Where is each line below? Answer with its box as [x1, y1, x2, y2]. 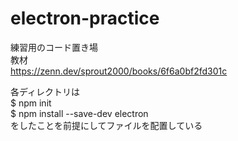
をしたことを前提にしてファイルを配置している [10, 119, 203, 131]
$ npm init [10, 97, 52, 109]
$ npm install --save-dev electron [10, 107, 149, 119]
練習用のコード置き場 [10, 41, 98, 53]
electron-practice [10, 7, 160, 30]
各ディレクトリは [10, 85, 81, 97]
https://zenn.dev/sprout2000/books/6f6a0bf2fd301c [10, 65, 228, 77]
